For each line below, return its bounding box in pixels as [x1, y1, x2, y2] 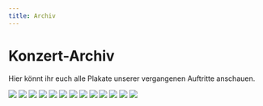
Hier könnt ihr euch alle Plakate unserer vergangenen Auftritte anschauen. [8, 74, 256, 83]
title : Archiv [8, 11, 57, 20]
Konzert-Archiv [8, 46, 115, 65]
